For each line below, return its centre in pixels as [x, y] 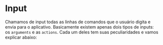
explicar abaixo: [21, 37]
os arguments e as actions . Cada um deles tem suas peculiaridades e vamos [82, 32]
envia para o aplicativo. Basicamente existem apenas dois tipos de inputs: [80, 27]
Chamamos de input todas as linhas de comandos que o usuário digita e [78, 22]
